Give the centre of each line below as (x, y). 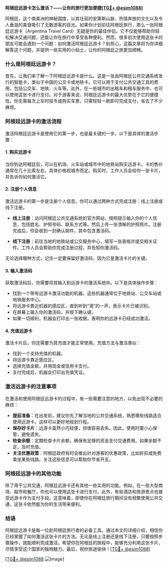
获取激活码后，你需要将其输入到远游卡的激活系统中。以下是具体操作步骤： (82, 283)
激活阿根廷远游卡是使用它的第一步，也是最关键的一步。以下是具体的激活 (79, 133)
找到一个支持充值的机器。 (39, 353)
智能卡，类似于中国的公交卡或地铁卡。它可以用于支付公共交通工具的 (84, 82)
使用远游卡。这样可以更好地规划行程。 (52, 422)
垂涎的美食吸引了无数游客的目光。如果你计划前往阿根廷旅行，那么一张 (81, 25)
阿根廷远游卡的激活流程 (33, 121)
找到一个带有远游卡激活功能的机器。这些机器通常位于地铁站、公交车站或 (87, 293)
